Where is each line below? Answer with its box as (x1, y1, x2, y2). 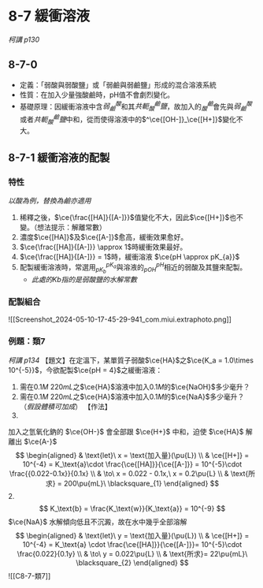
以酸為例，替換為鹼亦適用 (8, 196, 91, 206)
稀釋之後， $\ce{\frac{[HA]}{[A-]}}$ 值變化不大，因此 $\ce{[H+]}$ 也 (19, 213, 237, 222)
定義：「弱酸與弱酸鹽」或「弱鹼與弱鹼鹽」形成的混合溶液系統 (19, 80, 217, 89)
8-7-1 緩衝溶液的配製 (8, 151, 110, 165)
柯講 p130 (8, 35, 40, 44)
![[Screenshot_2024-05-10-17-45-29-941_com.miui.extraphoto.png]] (8, 314, 232, 324)
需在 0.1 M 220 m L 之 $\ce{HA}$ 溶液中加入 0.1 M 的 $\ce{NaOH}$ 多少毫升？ (19, 381, 250, 391)
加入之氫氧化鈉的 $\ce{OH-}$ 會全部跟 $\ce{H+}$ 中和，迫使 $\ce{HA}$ (8, 426, 244, 436)
